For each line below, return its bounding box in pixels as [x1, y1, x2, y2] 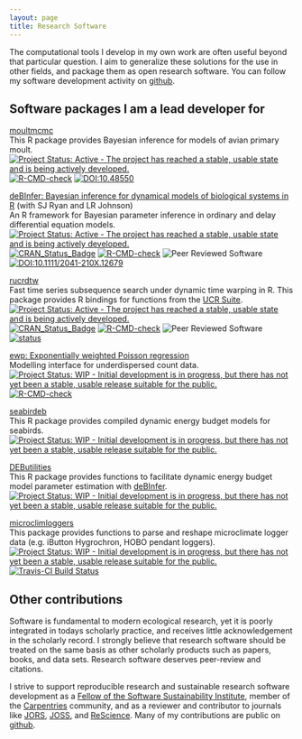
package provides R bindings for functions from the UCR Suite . [9, 294, 243, 305]
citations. [9, 664, 43, 675]
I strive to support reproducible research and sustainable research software [9, 681, 290, 692]
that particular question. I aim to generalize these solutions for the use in [9, 56, 279, 67]
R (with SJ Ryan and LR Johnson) [9, 200, 133, 211]
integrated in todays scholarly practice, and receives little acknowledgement [9, 625, 293, 636]
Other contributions [9, 592, 124, 607]
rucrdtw [9, 275, 39, 286]
